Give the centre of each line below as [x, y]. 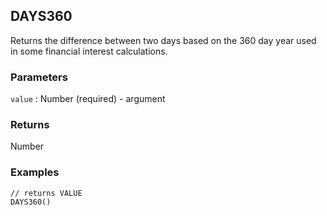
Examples [35, 172]
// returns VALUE [46, 193]
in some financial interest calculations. [89, 51]
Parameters [39, 77]
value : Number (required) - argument [88, 99]
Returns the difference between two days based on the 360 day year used [163, 40]
